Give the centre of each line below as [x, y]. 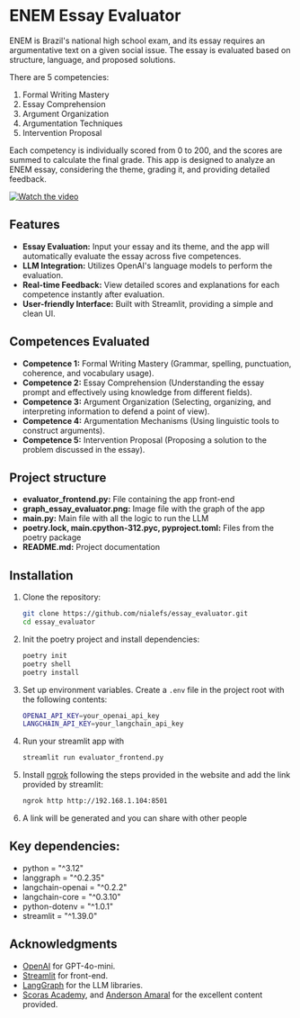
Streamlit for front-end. [65, 975]
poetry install [51, 672]
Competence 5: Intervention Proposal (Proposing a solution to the [145, 440]
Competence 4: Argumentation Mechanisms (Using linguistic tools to [151, 420]
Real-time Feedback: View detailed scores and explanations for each [151, 284]
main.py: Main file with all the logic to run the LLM [115, 518]
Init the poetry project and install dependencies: [111, 639]
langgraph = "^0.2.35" [63, 878]
